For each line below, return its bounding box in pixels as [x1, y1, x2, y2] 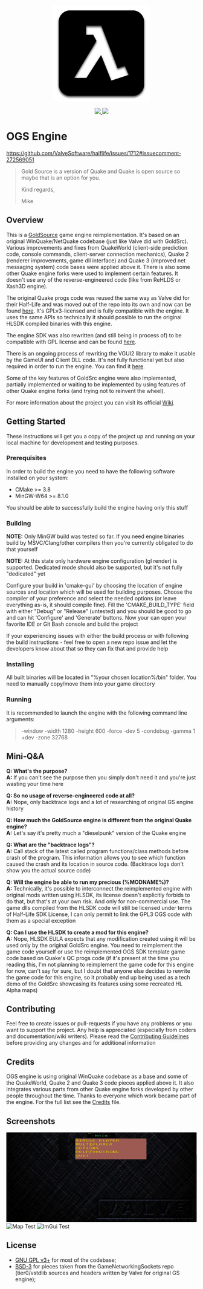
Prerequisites [6, 454, 47, 463]
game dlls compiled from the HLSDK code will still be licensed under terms [6, 904, 192, 911]
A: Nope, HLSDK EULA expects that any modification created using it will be [6, 935, 196, 942]
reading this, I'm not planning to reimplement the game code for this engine [6, 961, 195, 968]
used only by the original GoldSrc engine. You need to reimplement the [6, 941, 182, 949]
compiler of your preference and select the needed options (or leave [6, 595, 177, 602]
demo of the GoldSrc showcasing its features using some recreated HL [6, 980, 183, 987]
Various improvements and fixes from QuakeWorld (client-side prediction [6, 244, 188, 251]
